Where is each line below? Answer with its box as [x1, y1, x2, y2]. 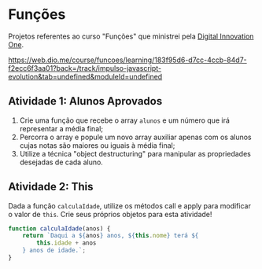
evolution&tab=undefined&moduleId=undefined [8, 72, 163, 81]
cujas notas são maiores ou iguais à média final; [19, 140, 175, 150]
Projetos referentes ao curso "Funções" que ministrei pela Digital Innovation [8, 31, 254, 41]
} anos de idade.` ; [22, 246, 87, 255]
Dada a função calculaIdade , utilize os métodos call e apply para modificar [8, 201, 252, 210]
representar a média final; [19, 123, 104, 133]
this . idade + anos [36, 239, 97, 247]
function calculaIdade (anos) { [8, 224, 111, 233]
